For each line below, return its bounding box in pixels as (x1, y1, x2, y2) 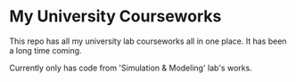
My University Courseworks (9, 6, 222, 27)
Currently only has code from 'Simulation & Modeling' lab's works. (9, 62, 252, 73)
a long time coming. (9, 45, 82, 55)
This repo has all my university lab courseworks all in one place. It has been (9, 36, 287, 46)
